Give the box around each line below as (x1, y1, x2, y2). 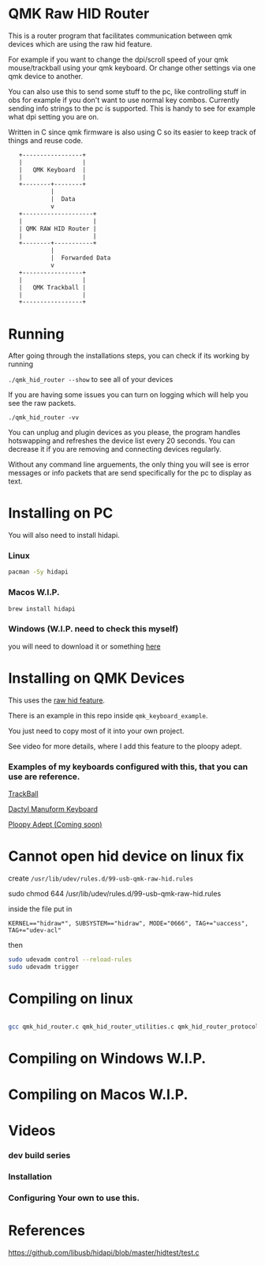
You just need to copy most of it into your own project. (8, 725, 185, 736)
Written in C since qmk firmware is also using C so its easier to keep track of (8, 127, 256, 137)
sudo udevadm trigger (8, 963, 80, 971)
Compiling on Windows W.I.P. (8, 1049, 207, 1067)
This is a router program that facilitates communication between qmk (8, 31, 233, 40)
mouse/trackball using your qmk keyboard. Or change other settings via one (8, 62, 256, 72)
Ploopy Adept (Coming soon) (8, 820, 103, 829)
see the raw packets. (8, 399, 77, 408)
